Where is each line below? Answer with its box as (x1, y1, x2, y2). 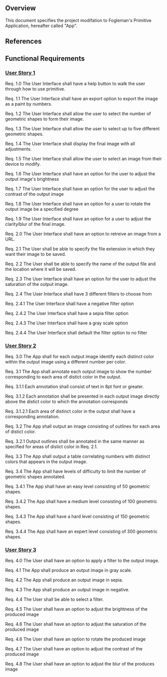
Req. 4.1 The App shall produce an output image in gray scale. (5, 567, 132, 573)
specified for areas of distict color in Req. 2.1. (5, 444, 98, 450)
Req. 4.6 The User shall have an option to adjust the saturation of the (5, 621, 147, 627)
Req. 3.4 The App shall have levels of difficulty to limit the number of (5, 468, 146, 475)
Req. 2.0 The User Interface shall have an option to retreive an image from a (5, 230, 161, 237)
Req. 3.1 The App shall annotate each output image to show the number (5, 369, 152, 375)
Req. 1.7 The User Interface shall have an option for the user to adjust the (5, 185, 156, 192)
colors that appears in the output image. (5, 459, 88, 465)
